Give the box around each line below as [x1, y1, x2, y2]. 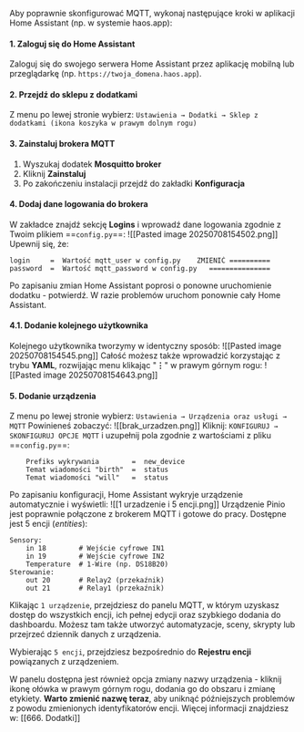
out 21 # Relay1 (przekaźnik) [25, 583, 166, 593]
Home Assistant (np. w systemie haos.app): [9, 17, 173, 28]
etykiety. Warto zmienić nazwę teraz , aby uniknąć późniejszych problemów [9, 693, 296, 705]
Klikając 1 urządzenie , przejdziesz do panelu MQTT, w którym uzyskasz [9, 600, 280, 611]
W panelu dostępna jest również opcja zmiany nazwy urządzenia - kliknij [9, 674, 282, 685]
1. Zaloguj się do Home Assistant [9, 38, 136, 49]
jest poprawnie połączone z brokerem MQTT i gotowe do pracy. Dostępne [9, 509, 287, 520]
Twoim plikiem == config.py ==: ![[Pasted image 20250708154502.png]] [9, 228, 279, 240]
